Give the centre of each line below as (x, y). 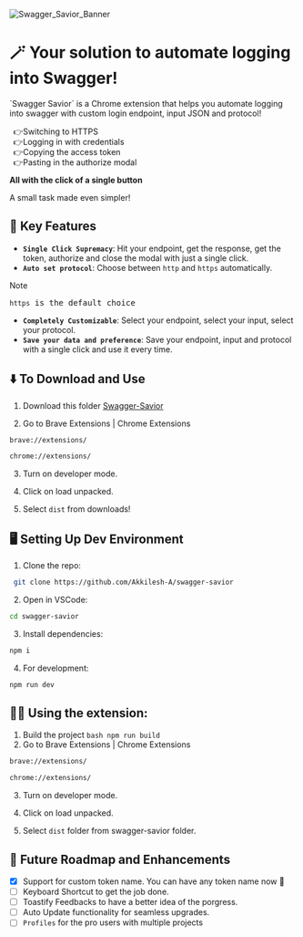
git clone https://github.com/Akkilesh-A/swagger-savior (123, 583)
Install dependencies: (63, 633)
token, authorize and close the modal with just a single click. (136, 258)
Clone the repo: (52, 566)
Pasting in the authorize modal (80, 162)
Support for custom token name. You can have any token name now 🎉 (153, 881)
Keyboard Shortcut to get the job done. (96, 892)
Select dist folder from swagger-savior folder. (109, 831)
